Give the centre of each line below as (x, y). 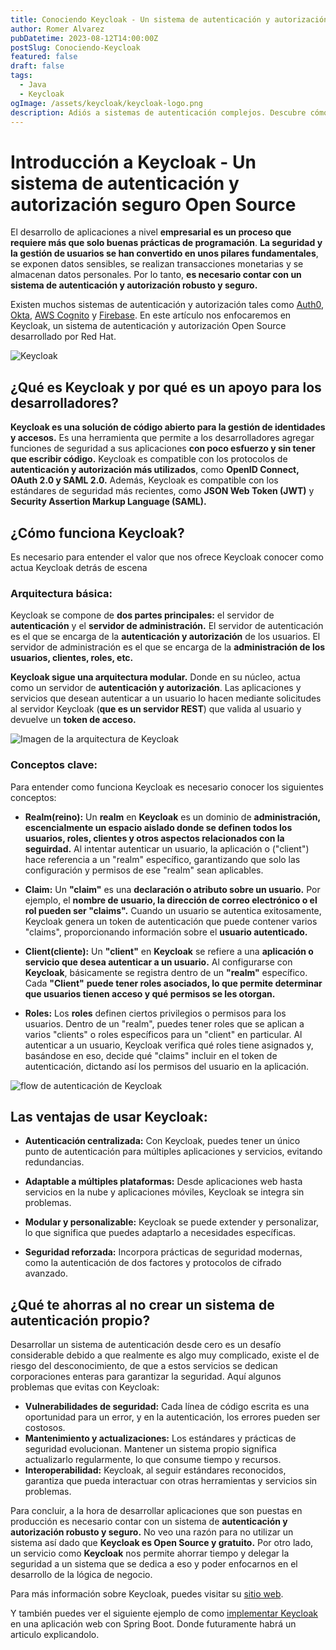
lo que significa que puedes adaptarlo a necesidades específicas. (160, 1233)
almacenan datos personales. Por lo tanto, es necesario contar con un (156, 275)
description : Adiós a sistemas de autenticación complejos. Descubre (158, 112)
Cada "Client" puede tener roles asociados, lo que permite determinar (173, 983)
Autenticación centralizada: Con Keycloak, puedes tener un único (162, 1141)
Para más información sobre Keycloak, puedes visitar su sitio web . (147, 1594)
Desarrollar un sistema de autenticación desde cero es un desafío (146, 1345)
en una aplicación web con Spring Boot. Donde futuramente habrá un (153, 1624)
